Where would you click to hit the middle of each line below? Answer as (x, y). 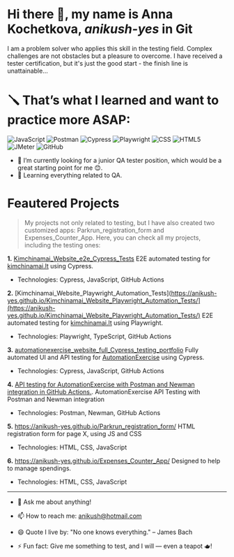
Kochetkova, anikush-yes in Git (100, 29)
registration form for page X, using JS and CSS (75, 433)
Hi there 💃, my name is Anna (90, 14)
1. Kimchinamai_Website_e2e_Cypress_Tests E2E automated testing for (109, 259)
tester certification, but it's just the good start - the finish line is (97, 63)
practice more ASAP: (69, 120)
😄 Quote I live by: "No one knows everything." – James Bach (105, 532)
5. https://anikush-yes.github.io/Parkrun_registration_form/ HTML (101, 426)
